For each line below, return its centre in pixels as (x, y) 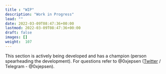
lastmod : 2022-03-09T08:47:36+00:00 (43, 28)
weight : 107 (19, 42)
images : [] (16, 37)
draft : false (19, 33)
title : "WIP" (20, 10)
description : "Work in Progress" (40, 14)
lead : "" (14, 19)
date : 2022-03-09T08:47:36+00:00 (40, 23)
